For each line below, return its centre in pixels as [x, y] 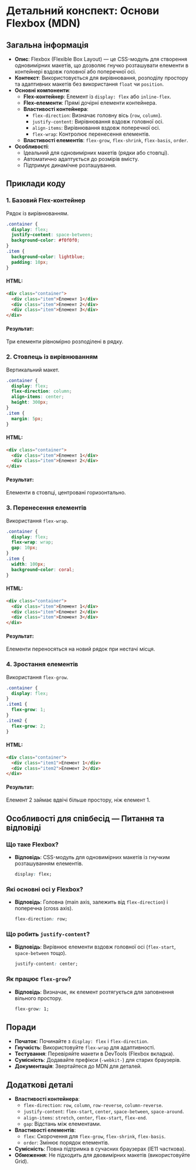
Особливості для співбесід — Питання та [85, 818]
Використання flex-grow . [37, 677]
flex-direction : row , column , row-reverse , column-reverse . [93, 1105]
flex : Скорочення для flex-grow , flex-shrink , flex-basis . [94, 1137]
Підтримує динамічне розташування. [70, 165]
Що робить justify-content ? [48, 934]
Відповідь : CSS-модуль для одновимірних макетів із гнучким [92, 857]
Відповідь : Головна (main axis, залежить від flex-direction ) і [91, 902]
